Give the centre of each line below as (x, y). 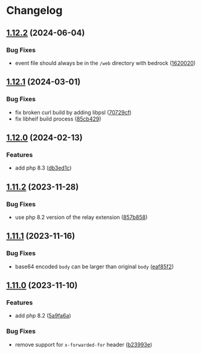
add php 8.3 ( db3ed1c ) (43, 168)
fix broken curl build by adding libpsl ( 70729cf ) (73, 112)
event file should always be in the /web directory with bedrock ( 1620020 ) (105, 63)
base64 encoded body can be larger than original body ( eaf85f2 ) (94, 267)
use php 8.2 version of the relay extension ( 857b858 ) (81, 217)
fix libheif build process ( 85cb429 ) (58, 119)
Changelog (34, 11)
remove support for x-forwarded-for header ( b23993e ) (84, 344)
